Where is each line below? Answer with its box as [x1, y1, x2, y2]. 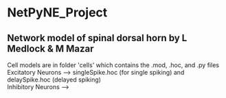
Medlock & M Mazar [7, 42, 94, 54]
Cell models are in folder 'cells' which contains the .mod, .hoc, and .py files [7, 61, 220, 69]
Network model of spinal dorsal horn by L [7, 32, 188, 44]
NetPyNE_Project [7, 5, 108, 21]
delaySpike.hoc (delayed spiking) [7, 75, 102, 84]
